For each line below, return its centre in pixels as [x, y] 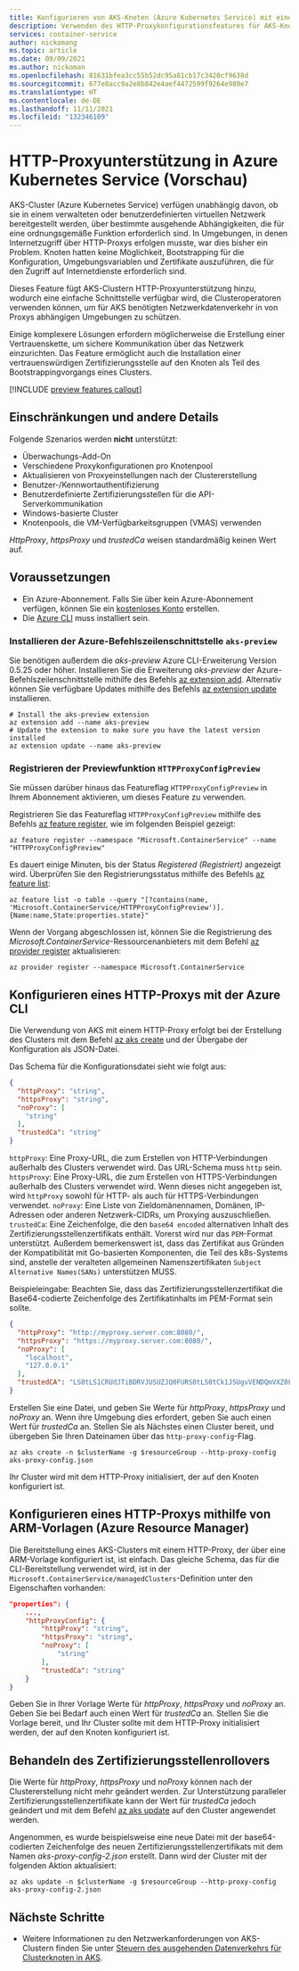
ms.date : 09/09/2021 [48, 59]
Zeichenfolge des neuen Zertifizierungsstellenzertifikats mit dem [164, 1847]
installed [28, 738]
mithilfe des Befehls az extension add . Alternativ [193, 679]
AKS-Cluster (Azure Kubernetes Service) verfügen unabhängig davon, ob [144, 205]
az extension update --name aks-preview [85, 746]
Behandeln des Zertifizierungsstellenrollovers [140, 1760]
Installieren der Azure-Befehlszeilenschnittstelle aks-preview [143, 641]
